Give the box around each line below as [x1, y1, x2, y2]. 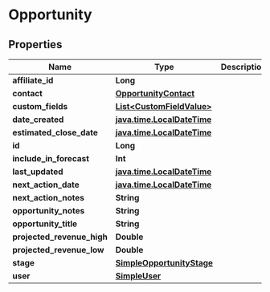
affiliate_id [12, 75, 54, 86]
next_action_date [12, 179, 80, 190]
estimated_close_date [12, 127, 99, 138]
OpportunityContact [115, 88, 195, 99]
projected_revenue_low [12, 245, 104, 255]
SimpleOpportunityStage [115, 258, 214, 268]
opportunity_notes [12, 205, 85, 216]
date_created [12, 114, 64, 125]
